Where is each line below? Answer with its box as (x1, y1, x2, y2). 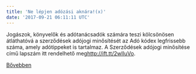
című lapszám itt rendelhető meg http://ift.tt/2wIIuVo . (6, 50, 136, 57)
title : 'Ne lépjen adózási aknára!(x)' (6, 8, 106, 15)
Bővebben (6, 61, 32, 69)
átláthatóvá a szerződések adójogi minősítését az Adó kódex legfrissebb (6, 37, 186, 44)
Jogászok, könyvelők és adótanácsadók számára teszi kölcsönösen (6, 30, 174, 38)
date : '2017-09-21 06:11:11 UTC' (6, 14, 90, 20)
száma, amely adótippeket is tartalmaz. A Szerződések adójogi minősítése (6, 43, 191, 51)
